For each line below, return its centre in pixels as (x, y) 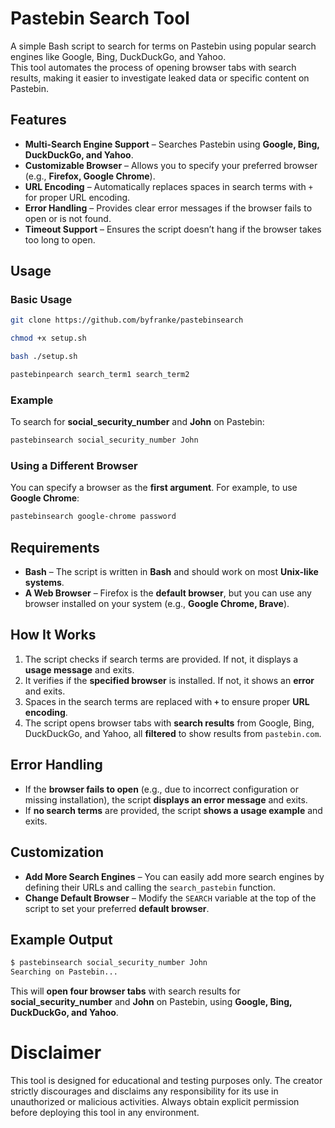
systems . (44, 583)
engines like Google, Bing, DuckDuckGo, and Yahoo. (118, 56)
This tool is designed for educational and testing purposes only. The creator (166, 1081)
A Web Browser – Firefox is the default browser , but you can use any (168, 593)
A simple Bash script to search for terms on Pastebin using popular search (163, 46)
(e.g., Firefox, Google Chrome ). (90, 176)
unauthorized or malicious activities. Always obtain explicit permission (155, 1102)
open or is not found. (68, 218)
